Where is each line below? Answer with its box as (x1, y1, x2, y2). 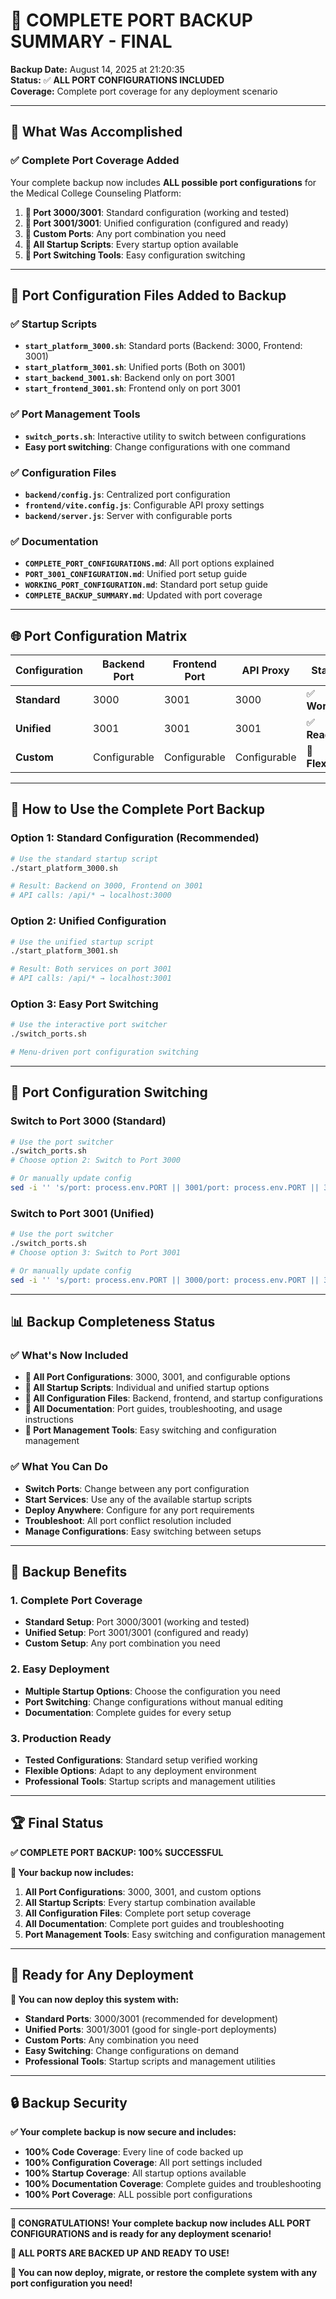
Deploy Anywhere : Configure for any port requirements (24, 1504, 255, 1516)
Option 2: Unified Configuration (10, 914, 167, 928)
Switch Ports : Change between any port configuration (24, 1482, 250, 1494)
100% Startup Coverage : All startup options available (24, 2167, 247, 2179)
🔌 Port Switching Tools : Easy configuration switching (24, 249, 246, 261)
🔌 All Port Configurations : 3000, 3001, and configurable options (24, 1371, 291, 1383)
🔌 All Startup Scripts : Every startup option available (24, 238, 239, 250)
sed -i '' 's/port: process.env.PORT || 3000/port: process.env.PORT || (10, 1275, 320, 1285)
